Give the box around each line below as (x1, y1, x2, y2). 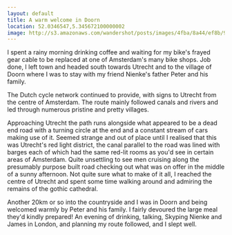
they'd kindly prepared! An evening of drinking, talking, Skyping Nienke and (7, 213, 222, 221)
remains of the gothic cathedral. (7, 185, 99, 193)
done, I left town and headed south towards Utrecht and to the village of (7, 63, 212, 71)
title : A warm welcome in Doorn (7, 17, 100, 23)
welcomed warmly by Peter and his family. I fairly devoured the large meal (7, 205, 218, 214)
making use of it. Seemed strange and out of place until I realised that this (7, 134, 217, 142)
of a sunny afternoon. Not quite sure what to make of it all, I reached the (7, 170, 212, 178)
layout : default (7, 10, 54, 17)
